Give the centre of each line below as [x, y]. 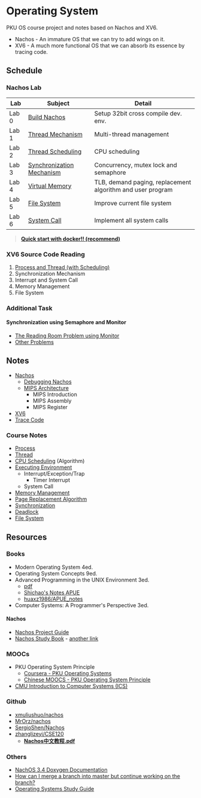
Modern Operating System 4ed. [54, 567]
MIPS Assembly [52, 400]
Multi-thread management [132, 134]
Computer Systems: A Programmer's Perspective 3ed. [82, 605]
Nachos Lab [24, 88]
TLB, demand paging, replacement [143, 182]
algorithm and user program [133, 190]
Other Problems [34, 342]
